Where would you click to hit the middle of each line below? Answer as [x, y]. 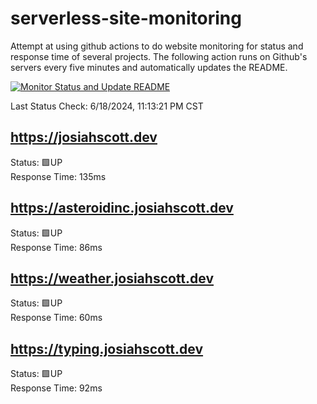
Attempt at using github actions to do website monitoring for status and [157, 46]
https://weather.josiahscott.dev [112, 278]
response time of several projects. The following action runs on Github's [159, 56]
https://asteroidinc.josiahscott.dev [122, 208]
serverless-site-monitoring [126, 18]
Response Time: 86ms [56, 247]
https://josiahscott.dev [84, 137]
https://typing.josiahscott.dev [107, 348]
